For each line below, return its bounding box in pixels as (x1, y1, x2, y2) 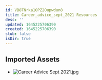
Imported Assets (5, 55, 60, 64)
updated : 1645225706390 (5, 22, 56, 27)
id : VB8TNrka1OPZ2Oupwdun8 (5, 7, 63, 13)
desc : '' (5, 17, 24, 22)
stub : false (5, 31, 31, 36)
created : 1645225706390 (5, 27, 56, 32)
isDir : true (5, 36, 31, 42)
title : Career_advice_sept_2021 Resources (5, 12, 97, 17)
